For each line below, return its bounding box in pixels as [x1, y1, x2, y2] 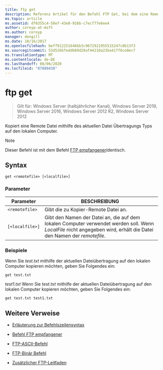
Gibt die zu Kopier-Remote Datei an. [44, 206, 128, 213]
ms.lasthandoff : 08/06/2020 [5, 61, 62, 66]
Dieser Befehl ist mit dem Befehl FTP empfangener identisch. [5, 147, 126, 153]
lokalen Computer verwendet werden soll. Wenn [44, 220, 154, 227]
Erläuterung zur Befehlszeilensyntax [12, 322, 85, 328]
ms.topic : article [5, 16, 42, 21]
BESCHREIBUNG [81, 198, 120, 205]
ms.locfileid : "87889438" [5, 66, 57, 71]
